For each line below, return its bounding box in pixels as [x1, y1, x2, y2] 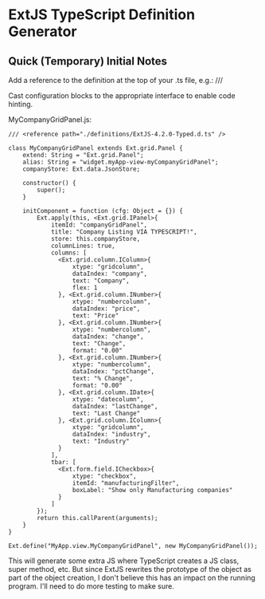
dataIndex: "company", [72, 270, 148, 278]
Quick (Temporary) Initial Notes [8, 54, 168, 68]
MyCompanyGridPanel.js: [8, 115, 92, 124]
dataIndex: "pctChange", [72, 368, 155, 376]
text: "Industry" [72, 437, 130, 445]
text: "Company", [72, 277, 130, 285]
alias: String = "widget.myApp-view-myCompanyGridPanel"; [22, 158, 219, 166]
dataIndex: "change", [72, 333, 145, 341]
